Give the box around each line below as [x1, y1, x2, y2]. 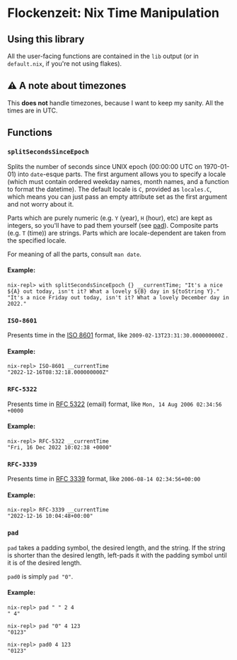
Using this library [7, 33, 85, 45]
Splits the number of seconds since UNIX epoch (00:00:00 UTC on [7, 162, 203, 170]
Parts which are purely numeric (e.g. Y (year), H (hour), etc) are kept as [7, 214, 213, 222]
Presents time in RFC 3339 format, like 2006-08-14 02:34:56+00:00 [7, 475, 201, 482]
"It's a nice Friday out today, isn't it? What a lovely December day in [7, 294, 230, 301]
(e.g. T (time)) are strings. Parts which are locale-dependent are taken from [7, 228, 226, 237]
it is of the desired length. [7, 558, 82, 567]
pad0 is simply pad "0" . [7, 572, 74, 581]
